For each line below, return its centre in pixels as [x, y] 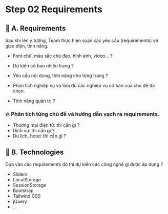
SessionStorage [29, 185]
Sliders [20, 174]
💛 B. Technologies [35, 152]
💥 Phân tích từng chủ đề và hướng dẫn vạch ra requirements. [82, 114]
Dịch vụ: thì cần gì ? [34, 131]
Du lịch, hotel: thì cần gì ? [39, 136]
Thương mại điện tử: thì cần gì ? [46, 125]
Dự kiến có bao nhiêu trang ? [43, 66]
